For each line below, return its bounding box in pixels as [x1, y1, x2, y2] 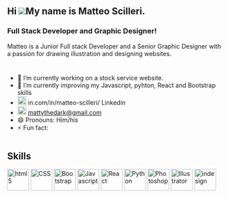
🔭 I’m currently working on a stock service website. [17, 73, 164, 82]
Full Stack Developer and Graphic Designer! [7, 26, 157, 36]
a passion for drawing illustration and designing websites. [7, 49, 172, 57]
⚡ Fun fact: [17, 123, 49, 132]
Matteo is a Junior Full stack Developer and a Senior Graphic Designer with [7, 42, 222, 51]
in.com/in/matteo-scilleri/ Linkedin [27, 98, 126, 107]
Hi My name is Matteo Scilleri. [7, 6, 146, 17]
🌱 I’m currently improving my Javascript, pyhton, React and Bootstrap [17, 81, 216, 89]
